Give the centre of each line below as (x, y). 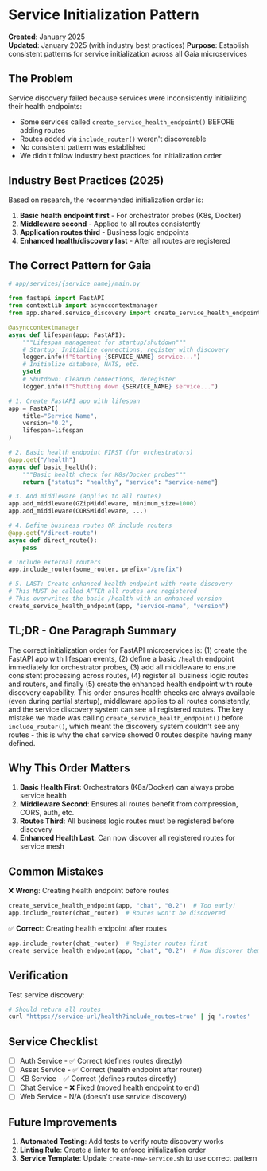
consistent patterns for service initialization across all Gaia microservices (128, 53)
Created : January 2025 (47, 37)
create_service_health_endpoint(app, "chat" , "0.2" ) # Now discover (126, 950)
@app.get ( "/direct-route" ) (53, 533)
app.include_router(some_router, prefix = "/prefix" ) (95, 570)
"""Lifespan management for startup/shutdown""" (104, 342)
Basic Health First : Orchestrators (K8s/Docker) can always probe (127, 787)
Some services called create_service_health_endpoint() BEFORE (127, 122)
